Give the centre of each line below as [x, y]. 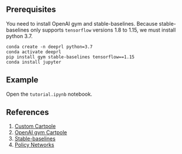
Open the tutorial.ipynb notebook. [49, 94]
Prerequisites [31, 10]
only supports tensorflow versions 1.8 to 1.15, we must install [103, 30]
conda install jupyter [34, 62]
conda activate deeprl [34, 52]
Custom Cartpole [35, 126]
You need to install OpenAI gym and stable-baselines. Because [82, 23]
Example [22, 80]
